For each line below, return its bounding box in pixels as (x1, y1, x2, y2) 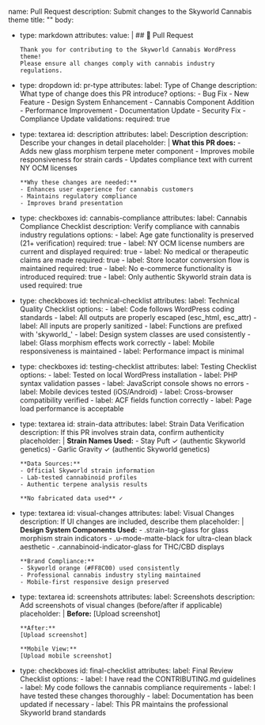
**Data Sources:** (19, 460, 81, 467)
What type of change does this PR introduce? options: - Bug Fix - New (19, 89, 249, 98)
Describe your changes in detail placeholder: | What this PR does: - (19, 138, 241, 147)
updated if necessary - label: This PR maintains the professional (19, 700, 229, 708)
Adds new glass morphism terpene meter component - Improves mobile (19, 147, 255, 155)
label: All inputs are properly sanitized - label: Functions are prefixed (19, 321, 243, 330)
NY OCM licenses (19, 163, 78, 173)
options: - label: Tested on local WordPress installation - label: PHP (19, 370, 238, 380)
